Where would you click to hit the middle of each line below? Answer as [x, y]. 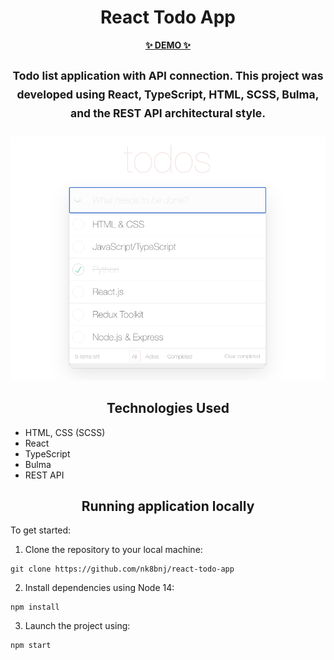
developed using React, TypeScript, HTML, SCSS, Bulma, [168, 94]
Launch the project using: [77, 626]
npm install [35, 607]
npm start [31, 646]
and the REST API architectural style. [168, 113]
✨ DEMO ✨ [168, 45]
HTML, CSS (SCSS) [65, 432]
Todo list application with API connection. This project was [168, 76]
